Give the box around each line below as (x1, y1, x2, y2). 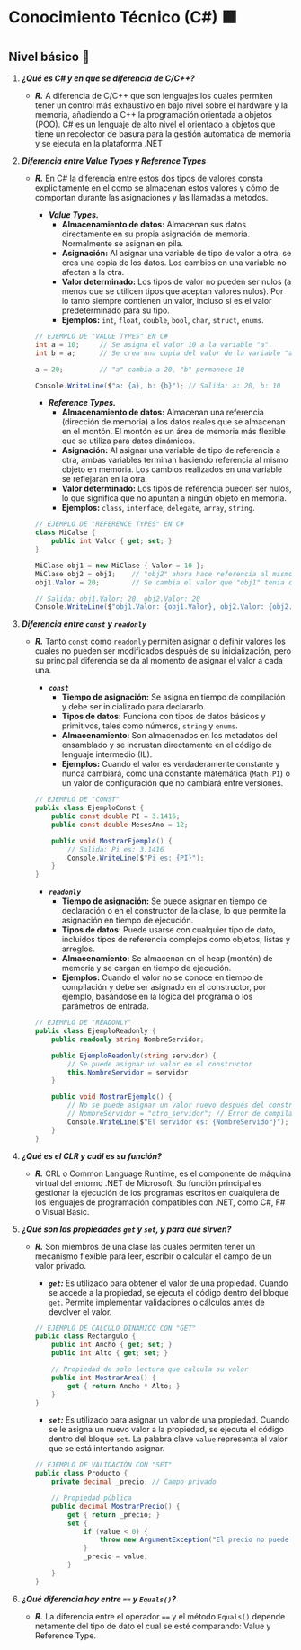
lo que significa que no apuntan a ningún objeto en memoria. (61, 493, 287, 504)
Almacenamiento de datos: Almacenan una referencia (61, 406, 264, 418)
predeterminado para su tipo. (61, 305, 170, 316)
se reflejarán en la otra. (61, 474, 147, 485)
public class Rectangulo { (34, 1332, 137, 1341)
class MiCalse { (34, 528, 96, 538)
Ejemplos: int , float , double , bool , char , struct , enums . (61, 315, 264, 325)
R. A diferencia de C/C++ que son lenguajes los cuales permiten (34, 91, 273, 101)
